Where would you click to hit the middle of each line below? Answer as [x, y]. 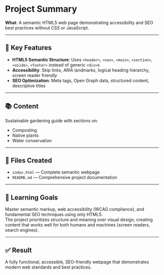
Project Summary [41, 9]
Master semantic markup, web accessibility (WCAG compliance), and [75, 209]
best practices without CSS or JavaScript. [47, 27]
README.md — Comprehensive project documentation [65, 177]
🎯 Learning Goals [31, 197]
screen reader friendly [35, 75]
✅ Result [19, 250]
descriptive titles [29, 86]
